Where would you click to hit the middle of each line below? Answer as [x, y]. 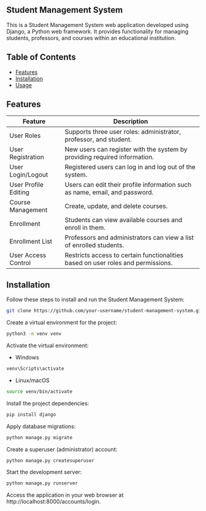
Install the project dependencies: [48, 403]
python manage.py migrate [39, 437]
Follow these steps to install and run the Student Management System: [96, 299]
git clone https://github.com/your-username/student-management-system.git [105, 311]
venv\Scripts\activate [35, 369]
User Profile [27, 185]
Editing [19, 193]
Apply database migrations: [41, 426]
